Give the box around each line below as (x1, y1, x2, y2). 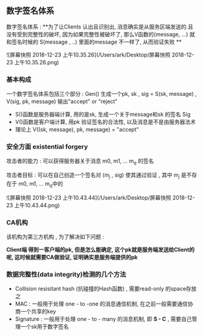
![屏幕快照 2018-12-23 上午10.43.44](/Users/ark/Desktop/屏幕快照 (6, 193, 171, 201)
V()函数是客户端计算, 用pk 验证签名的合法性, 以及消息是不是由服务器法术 (15, 118, 196, 126)
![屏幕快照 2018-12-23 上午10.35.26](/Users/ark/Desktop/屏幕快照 (6, 51, 171, 58)
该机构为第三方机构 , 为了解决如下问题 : (6, 233, 104, 241)
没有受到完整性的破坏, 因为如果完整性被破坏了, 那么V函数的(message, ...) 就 (6, 30, 195, 38)
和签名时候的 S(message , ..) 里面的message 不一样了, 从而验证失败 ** (6, 38, 182, 45)
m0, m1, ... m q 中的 (18, 180, 64, 189)
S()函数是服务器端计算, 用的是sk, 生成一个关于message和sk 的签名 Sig (15, 111, 191, 118)
